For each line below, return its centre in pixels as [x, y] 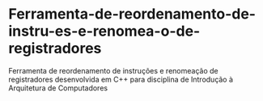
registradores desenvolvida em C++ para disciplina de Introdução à [121, 79]
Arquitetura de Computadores [58, 88]
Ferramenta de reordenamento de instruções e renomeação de [113, 70]
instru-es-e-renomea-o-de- [104, 31]
